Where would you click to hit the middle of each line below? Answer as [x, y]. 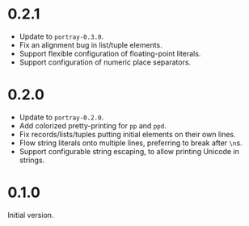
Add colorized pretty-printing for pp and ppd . [93, 125]
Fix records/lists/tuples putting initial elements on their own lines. [127, 134]
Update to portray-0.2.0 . [61, 117]
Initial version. [31, 215]
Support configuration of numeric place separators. [105, 62]
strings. [32, 160]
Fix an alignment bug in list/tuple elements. [91, 44]
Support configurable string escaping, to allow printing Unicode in [129, 151]
